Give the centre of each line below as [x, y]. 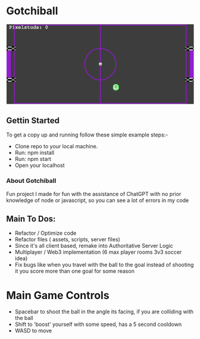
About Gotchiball [31, 181]
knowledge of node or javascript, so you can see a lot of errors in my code [98, 200]
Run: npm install [35, 153]
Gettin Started [33, 120]
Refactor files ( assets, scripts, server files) [67, 240]
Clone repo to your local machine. [56, 147]
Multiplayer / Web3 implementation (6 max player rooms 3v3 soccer [98, 252]
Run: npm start [33, 159]
